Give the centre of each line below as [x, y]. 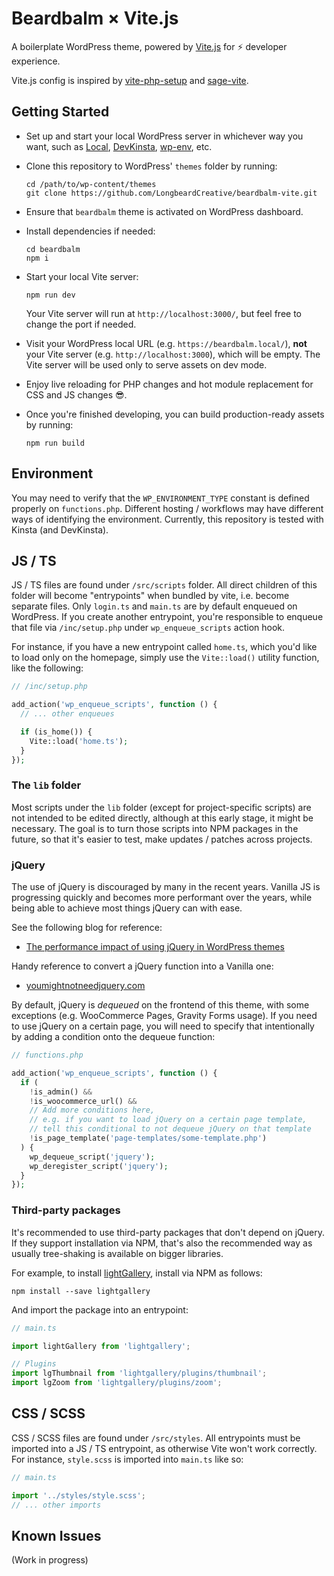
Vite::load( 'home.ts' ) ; [79, 741]
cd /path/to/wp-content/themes [91, 184]
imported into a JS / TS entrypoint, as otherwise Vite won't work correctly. [164, 1448]
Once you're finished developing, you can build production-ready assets [175, 414]
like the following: [47, 668]
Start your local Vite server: [82, 276]
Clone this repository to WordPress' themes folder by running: [151, 166]
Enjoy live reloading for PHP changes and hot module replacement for [169, 384]
